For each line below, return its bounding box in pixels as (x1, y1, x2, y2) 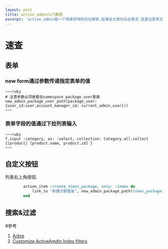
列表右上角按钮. (5, 174, 37, 180)
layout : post (5, 7, 32, 13)
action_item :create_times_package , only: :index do (23, 184, 135, 189)
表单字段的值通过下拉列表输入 (5, 120, 77, 127)
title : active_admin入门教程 (5, 12, 63, 17)
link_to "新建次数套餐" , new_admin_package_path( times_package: (31, 189, 164, 194)
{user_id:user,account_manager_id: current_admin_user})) (5, 103, 128, 108)
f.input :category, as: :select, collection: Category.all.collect (5, 136, 149, 141)
